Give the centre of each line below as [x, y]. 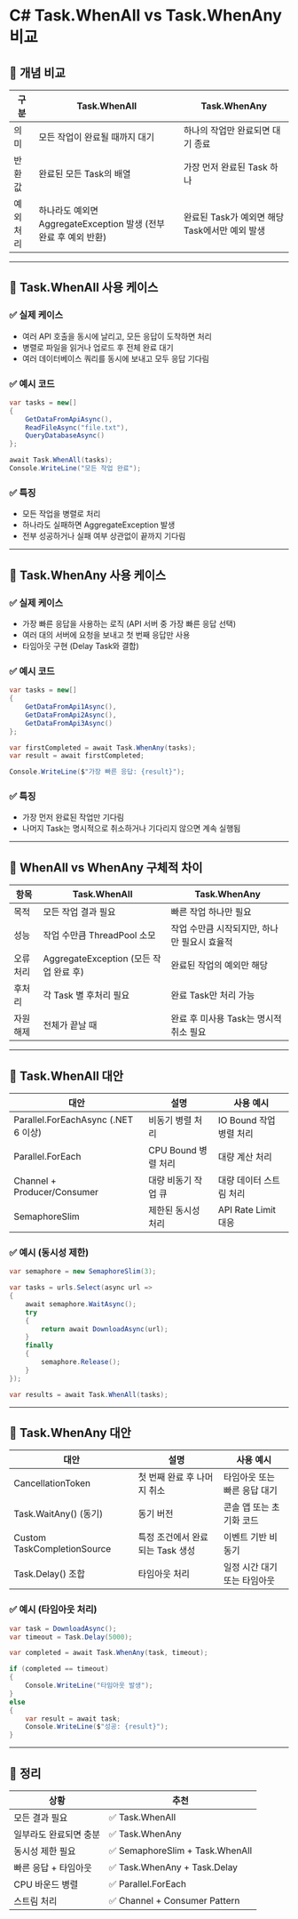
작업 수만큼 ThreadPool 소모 [99, 935]
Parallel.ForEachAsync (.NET [74, 1120]
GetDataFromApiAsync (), [69, 419]
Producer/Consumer [56, 1192]
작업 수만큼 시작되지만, [215, 928]
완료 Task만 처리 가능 [213, 995]
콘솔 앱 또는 [246, 1507]
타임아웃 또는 [249, 1477]
